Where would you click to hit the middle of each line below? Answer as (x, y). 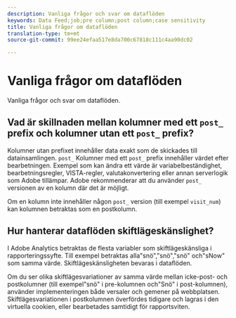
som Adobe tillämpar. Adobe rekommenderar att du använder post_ (105, 180)
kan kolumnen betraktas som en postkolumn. (72, 209)
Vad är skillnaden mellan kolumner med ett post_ (115, 123)
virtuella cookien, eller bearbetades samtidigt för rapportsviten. (99, 306)
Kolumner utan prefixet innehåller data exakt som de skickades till (103, 150)
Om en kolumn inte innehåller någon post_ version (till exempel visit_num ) (114, 201)
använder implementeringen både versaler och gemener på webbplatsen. (113, 291)
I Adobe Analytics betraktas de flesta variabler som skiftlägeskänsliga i (110, 248)
